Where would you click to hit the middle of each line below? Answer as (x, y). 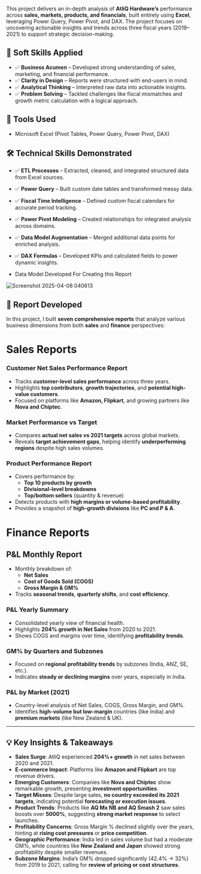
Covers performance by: (45, 476)
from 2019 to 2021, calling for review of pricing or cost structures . (97, 865)
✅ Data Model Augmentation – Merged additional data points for (95, 237)
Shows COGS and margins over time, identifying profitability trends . (99, 635)
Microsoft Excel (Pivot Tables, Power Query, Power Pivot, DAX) (92, 133)
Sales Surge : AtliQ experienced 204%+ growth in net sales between (100, 757)
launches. (27, 820)
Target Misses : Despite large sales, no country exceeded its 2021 (97, 795)
